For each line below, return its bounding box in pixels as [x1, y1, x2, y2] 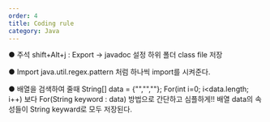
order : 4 [8, 11, 38, 20]
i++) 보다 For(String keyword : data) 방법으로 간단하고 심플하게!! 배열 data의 [8, 95, 254, 104]
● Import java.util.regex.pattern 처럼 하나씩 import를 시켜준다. [8, 67, 211, 77]
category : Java [8, 27, 60, 35]
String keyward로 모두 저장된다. [29, 104, 132, 114]
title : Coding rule [8, 19, 75, 27]
